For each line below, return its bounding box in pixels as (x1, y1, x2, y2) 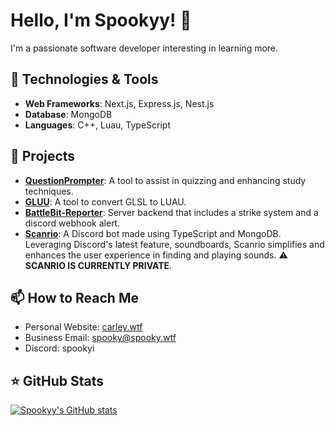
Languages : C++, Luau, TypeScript (24, 119, 171, 131)
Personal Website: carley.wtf (24, 321, 143, 333)
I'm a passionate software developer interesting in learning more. (10, 42, 279, 54)
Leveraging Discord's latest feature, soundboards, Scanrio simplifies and (24, 238, 325, 250)
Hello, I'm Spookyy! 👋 (10, 9, 192, 32)
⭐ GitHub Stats (10, 372, 104, 389)
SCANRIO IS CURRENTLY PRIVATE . (24, 259, 173, 271)
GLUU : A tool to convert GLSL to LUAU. (24, 195, 187, 208)
